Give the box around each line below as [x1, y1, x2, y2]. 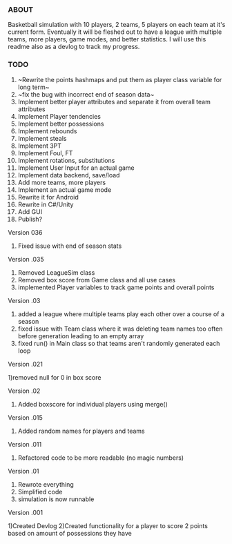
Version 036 [8, 228, 43, 236]
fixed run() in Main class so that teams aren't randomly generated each [17, 339, 220, 347]
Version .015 [8, 413, 43, 422]
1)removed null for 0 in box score [8, 373, 101, 381]
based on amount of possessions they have [8, 529, 132, 537]
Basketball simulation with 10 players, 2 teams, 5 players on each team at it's [8, 21, 226, 29]
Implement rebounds [17, 126, 77, 135]
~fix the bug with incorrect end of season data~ [17, 90, 155, 98]
